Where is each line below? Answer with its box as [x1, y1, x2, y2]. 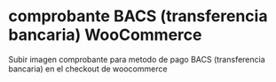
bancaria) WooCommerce [8, 25, 202, 45]
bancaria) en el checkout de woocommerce [8, 63, 168, 74]
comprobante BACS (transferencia [8, 6, 268, 26]
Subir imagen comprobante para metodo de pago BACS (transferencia [8, 54, 265, 64]
